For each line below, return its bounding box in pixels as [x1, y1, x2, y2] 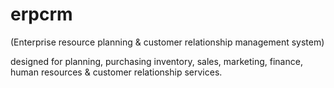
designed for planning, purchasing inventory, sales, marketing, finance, [10, 55, 303, 67]
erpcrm [10, 3, 73, 26]
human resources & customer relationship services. [10, 66, 223, 78]
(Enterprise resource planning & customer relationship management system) [10, 36, 325, 48]
